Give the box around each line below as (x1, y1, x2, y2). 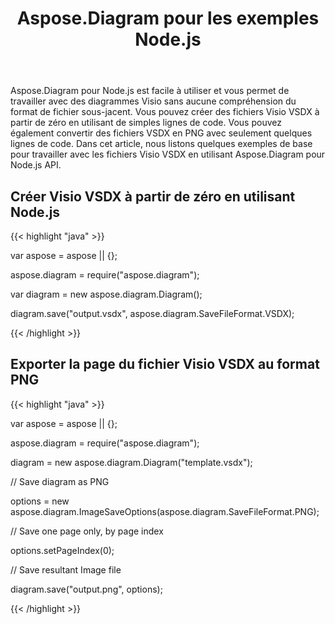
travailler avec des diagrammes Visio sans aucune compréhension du (10, 95, 297, 107)
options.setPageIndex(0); (10, 544, 115, 556)
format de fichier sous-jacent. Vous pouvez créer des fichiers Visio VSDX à (10, 106, 320, 118)
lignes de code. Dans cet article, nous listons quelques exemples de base (10, 138, 313, 150)
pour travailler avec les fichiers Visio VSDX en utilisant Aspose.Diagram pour (10, 148, 326, 161)
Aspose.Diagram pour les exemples (16, 7, 320, 30)
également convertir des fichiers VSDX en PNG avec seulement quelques (10, 127, 313, 139)
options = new (10, 495, 70, 507)
